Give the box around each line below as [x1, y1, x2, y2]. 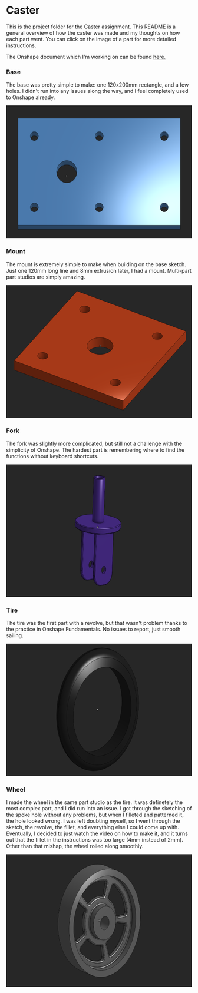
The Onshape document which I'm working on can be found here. [6, 53, 166, 60]
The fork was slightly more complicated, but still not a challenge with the [6, 440, 183, 447]
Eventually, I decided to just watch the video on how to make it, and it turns [6, 830, 189, 837]
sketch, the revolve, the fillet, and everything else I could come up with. [6, 824, 180, 831]
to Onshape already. [6, 94, 55, 101]
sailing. [6, 632, 24, 639]
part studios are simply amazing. [6, 273, 85, 280]
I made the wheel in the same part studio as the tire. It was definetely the [6, 799, 183, 806]
